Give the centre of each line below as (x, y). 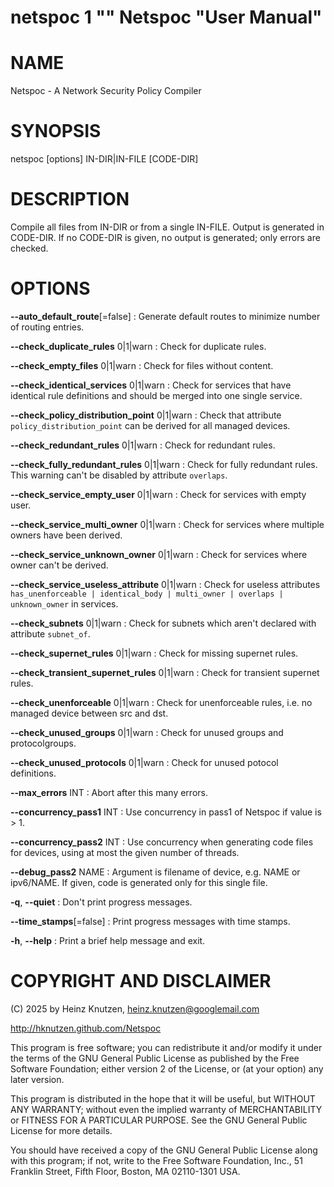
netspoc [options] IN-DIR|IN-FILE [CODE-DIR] (104, 159)
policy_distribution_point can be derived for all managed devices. (150, 425)
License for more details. (61, 1130)
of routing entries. (47, 327)
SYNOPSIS (56, 131)
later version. (37, 1079)
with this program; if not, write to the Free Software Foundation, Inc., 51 (156, 1160)
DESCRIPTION (70, 199)
